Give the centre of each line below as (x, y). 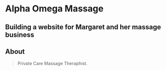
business (20, 35)
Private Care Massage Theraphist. (52, 64)
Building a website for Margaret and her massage (83, 27)
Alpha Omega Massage (54, 9)
